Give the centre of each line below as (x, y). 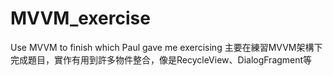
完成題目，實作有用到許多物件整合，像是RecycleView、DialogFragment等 (161, 59)
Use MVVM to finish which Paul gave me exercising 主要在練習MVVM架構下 (166, 47)
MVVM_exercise (80, 18)
